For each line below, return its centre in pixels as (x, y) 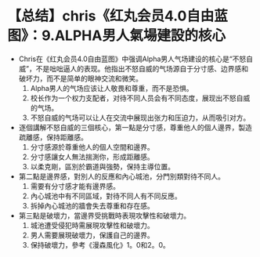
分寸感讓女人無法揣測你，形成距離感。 (92, 157)
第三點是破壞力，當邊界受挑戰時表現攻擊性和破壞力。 (105, 215)
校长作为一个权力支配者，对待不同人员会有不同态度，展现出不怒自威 (140, 98)
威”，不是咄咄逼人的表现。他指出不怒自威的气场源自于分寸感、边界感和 (133, 68)
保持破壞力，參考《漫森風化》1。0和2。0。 (100, 244)
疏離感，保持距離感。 (53, 137)
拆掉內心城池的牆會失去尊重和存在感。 (92, 205)
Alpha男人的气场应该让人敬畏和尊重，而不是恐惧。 (112, 88)
